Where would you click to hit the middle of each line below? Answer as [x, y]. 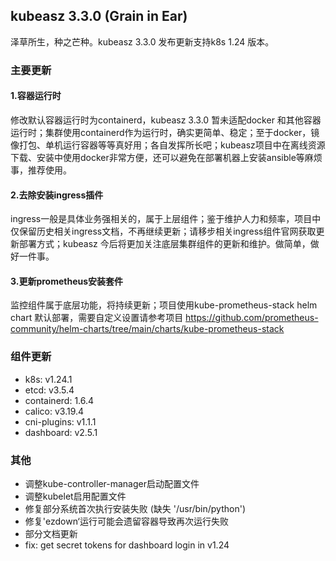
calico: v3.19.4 [54, 411]
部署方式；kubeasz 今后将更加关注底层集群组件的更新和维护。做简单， [164, 244]
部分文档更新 [51, 533]
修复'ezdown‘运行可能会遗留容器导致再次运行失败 [126, 521]
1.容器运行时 [36, 96]
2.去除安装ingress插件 [57, 195]
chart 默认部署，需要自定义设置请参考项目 [97, 318]
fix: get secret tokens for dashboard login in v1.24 [127, 545]
